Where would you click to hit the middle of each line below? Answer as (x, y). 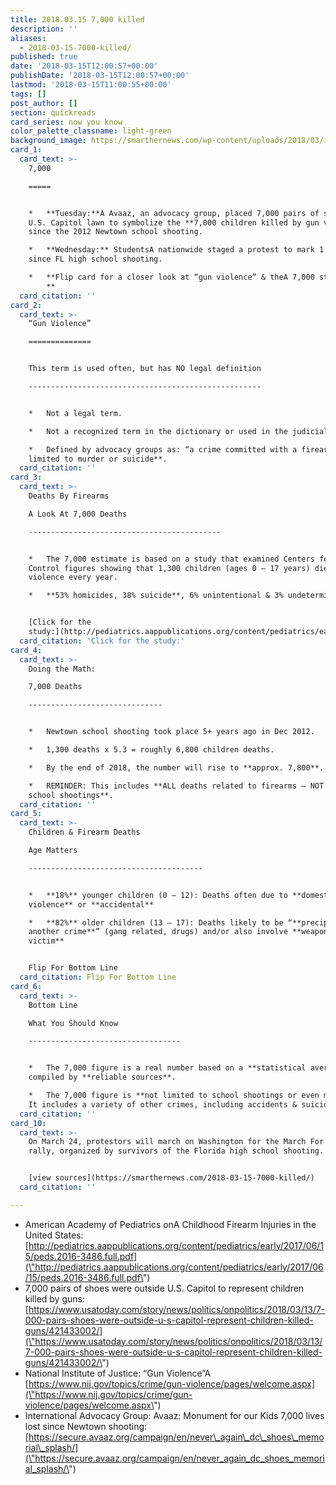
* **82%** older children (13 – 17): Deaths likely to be (156, 922)
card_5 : (26, 814)
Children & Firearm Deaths (84, 832)
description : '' (44, 29)
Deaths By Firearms (69, 496)
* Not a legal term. (75, 413)
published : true (44, 57)
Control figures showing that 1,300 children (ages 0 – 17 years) (169, 568)
